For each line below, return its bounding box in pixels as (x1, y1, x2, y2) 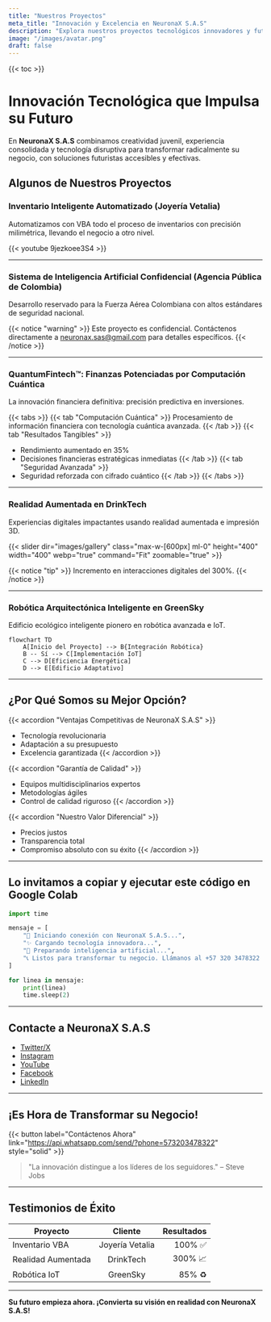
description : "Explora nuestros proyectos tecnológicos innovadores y (8, 27, 251, 35)
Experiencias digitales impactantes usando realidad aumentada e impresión (8, 517, 260, 527)
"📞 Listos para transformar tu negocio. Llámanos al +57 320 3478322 (23, 954, 261, 962)
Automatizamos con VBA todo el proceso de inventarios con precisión (8, 219, 241, 228)
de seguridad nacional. (8, 308, 85, 318)
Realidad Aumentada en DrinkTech (8, 499, 148, 510)
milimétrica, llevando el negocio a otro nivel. (8, 228, 155, 237)
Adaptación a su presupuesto (19, 739, 119, 749)
